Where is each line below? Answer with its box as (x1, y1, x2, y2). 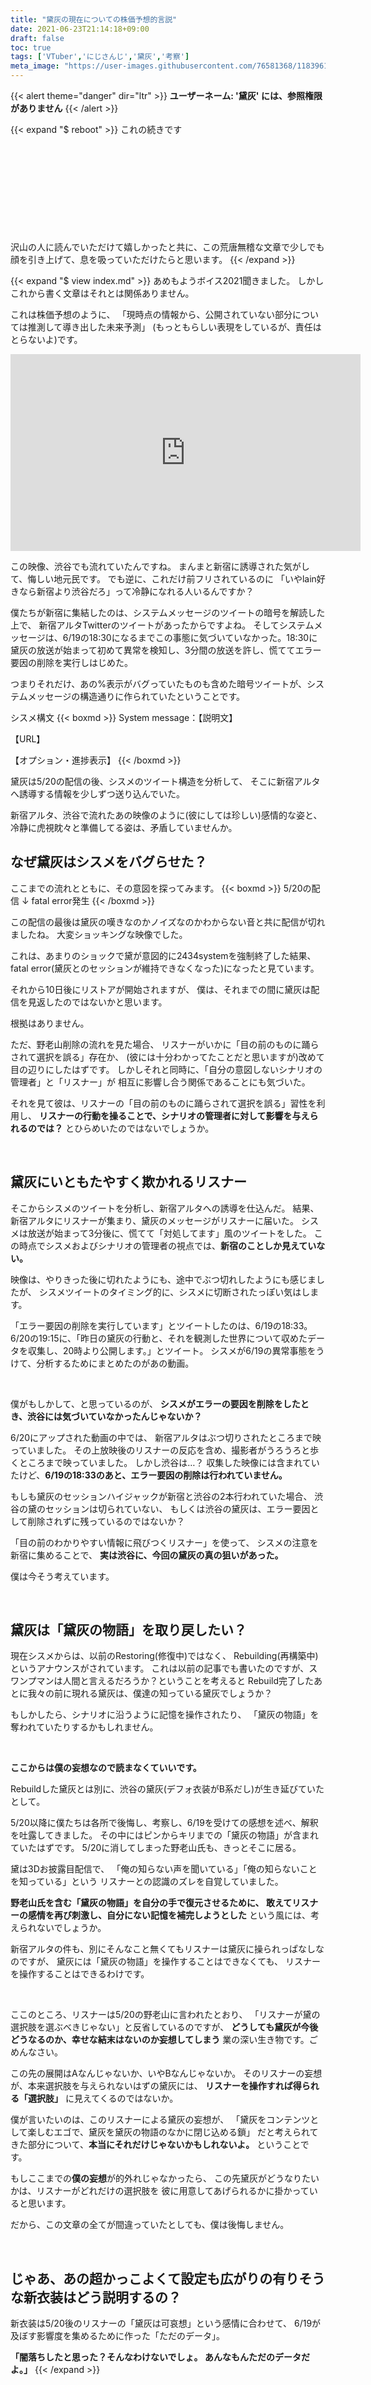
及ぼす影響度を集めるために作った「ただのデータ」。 (10, 2330, 225, 2342)
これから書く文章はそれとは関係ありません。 (10, 287, 195, 299)
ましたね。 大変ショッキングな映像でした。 (10, 928, 188, 940)
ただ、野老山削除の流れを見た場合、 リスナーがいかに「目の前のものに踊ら (10, 1038, 320, 1050)
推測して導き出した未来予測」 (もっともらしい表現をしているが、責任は (27, 321, 322, 333)
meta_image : (10, 61, 60, 71)
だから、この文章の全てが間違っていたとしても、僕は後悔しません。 (10, 2219, 290, 2231)
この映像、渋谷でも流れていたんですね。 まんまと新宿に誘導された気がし (10, 561, 310, 572)
